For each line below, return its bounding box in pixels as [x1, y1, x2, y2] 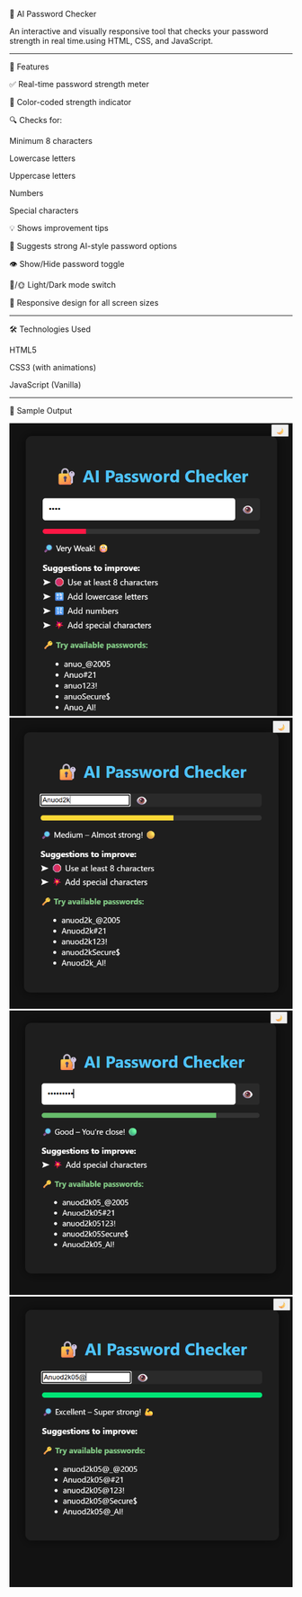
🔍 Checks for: [9, 115, 63, 125]
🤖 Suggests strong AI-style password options [9, 241, 178, 251]
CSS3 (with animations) [9, 362, 97, 372]
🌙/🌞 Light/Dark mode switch [9, 280, 117, 290]
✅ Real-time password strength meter [9, 79, 150, 89]
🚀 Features [9, 61, 49, 72]
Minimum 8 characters [9, 136, 93, 146]
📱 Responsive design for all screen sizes [9, 298, 159, 308]
